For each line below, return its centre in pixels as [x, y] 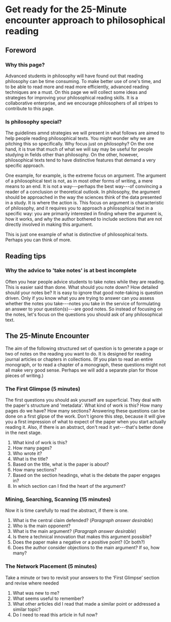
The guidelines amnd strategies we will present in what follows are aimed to [85, 133]
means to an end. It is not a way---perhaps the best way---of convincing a [84, 186]
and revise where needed [32, 583]
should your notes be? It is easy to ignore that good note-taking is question [84, 293]
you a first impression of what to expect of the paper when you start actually [86, 422]
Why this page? [25, 65]
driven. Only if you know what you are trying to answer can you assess [80, 298]
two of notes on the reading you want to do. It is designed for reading [78, 354]
